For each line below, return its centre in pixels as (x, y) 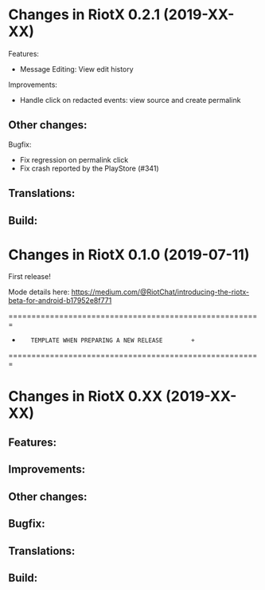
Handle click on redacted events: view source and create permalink (130, 100)
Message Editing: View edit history (76, 69)
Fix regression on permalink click (74, 159)
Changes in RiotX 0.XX (86, 396)
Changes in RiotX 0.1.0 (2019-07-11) (129, 255)
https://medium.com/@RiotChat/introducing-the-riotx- (160, 292)
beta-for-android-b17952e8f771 (60, 301)
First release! (30, 277)
